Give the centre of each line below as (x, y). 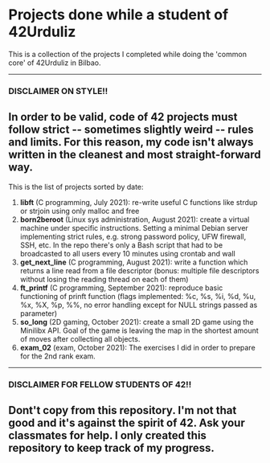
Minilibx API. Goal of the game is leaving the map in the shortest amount (139, 330)
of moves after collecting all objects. (80, 338)
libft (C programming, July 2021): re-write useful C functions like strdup (139, 202)
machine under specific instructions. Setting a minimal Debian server (134, 227)
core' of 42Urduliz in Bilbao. (55, 63)
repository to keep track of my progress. (112, 448)
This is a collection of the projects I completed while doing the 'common (128, 54)
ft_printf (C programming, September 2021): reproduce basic (121, 288)
